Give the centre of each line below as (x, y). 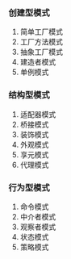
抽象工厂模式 (41, 52)
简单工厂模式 (41, 32)
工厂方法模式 (41, 42)
